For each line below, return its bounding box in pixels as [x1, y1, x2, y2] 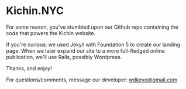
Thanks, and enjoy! [6, 64, 52, 71]
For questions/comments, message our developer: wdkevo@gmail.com [6, 76, 178, 83]
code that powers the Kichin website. [6, 29, 96, 36]
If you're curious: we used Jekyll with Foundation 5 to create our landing [6, 41, 181, 48]
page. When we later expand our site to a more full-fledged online [6, 47, 165, 54]
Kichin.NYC [6, 4, 64, 18]
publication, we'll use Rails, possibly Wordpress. [6, 53, 122, 60]
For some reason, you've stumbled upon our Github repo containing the [6, 23, 178, 30]
